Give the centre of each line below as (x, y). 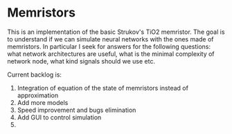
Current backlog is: (35, 75)
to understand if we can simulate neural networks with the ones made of (110, 39)
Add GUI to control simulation (59, 117)
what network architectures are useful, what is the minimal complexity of (111, 54)
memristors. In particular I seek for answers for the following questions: (109, 46)
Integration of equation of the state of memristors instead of (103, 88)
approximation (38, 95)
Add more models (43, 102)
